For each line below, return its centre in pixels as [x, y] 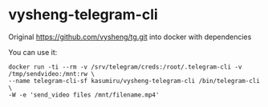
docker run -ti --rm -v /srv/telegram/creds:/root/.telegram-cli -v [125, 67]
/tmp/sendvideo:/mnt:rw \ [51, 73]
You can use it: [33, 52]
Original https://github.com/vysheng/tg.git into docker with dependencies [130, 37]
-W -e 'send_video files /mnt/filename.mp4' [84, 95]
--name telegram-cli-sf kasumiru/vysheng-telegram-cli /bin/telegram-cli [134, 81]
